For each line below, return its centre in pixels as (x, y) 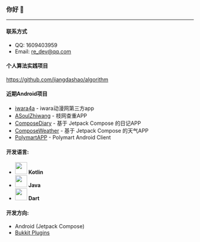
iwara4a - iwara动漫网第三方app (54, 108)
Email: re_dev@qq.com (43, 51)
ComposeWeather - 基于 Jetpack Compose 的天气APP (82, 130)
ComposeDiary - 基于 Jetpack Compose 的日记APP (78, 123)
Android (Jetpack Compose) (50, 226)
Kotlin (36, 172)
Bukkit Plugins (32, 233)
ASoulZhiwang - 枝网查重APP (51, 115)
